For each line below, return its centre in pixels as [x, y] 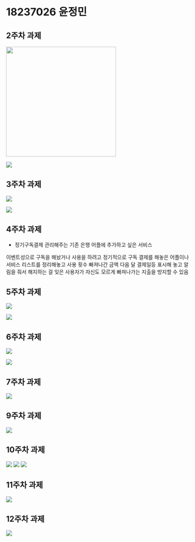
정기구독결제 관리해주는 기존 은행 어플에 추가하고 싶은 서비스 [83, 244]
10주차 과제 [25, 450]
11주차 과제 [25, 485]
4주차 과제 [24, 229]
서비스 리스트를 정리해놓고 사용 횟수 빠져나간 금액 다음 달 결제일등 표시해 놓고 [94, 264]
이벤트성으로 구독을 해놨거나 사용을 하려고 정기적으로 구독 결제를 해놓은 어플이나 [97, 257]
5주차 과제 [24, 292]
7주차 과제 [23, 382]
